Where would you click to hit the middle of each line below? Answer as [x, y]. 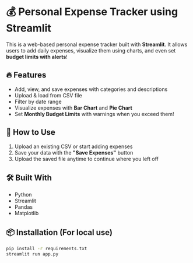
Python [23, 195]
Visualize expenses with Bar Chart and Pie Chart [73, 108]
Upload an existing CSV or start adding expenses [73, 146]
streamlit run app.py [32, 254]
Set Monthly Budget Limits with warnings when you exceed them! [94, 114]
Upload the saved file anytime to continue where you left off [87, 159]
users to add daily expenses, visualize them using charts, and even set [91, 50]
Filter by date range [38, 101]
